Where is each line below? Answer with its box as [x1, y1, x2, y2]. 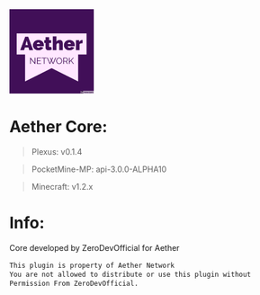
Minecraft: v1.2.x [31, 181, 94, 192]
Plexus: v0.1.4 [31, 146, 83, 156]
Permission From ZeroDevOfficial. [9, 279, 139, 288]
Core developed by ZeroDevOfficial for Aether [9, 242, 180, 253]
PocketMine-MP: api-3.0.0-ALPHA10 [31, 164, 167, 174]
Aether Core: [9, 117, 108, 138]
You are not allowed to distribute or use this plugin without [9, 270, 252, 279]
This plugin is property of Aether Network [9, 261, 175, 270]
